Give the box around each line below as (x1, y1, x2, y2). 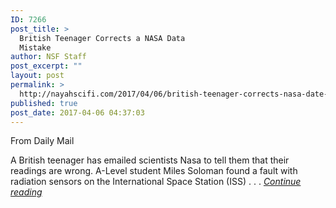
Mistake (19, 42, 52, 53)
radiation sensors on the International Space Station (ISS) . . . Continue (10, 176, 302, 188)
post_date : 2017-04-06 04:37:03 (10, 107, 145, 118)
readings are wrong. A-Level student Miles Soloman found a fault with (10, 165, 298, 177)
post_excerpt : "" (10, 61, 83, 71)
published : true (10, 98, 78, 108)
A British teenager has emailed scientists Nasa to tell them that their (10, 154, 290, 166)
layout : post (10, 71, 65, 81)
